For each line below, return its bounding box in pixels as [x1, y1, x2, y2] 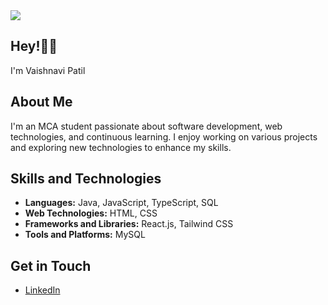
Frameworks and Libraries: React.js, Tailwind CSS [24, 218, 234, 230]
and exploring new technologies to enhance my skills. [10, 141, 232, 153]
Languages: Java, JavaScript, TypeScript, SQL [24, 197, 219, 209]
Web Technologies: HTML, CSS [24, 207, 158, 219]
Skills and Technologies [10, 170, 162, 188]
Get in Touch [10, 257, 92, 274]
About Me [10, 94, 73, 111]
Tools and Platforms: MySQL [24, 229, 146, 241]
